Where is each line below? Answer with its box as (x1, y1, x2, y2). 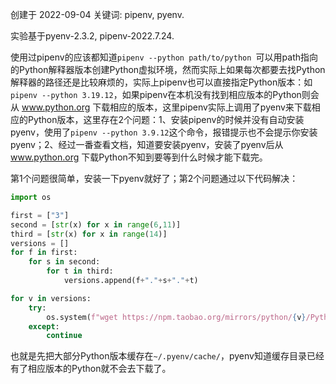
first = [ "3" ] (10, 210, 70, 220)
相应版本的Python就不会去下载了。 (27, 363, 172, 375)
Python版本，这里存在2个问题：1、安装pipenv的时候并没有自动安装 (27, 114, 305, 125)
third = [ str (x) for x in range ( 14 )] (10, 229, 168, 239)
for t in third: (46, 266, 114, 277)
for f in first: (10, 248, 78, 258)
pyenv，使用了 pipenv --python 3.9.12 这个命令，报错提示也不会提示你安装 (10, 126, 318, 138)
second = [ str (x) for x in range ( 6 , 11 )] (10, 219, 182, 230)
